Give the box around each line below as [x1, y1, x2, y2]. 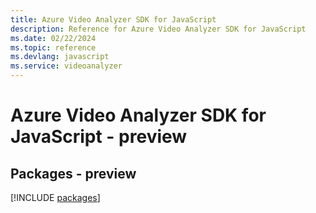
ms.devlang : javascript [10, 52, 110, 62]
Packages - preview [10, 165, 137, 182]
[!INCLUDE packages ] [10, 192, 101, 203]
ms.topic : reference [10, 42, 97, 53]
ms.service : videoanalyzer [10, 61, 123, 71]
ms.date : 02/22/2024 [10, 33, 97, 43]
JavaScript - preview [10, 126, 188, 148]
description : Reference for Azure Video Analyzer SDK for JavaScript [10, 24, 307, 34]
